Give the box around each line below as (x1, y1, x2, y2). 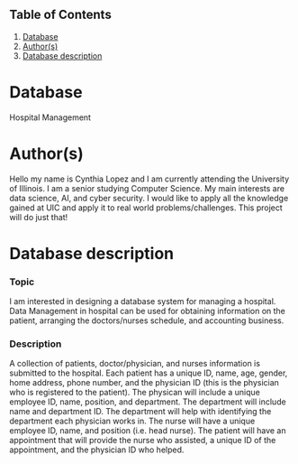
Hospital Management (9, 112, 92, 123)
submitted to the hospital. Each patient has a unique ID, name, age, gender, (9, 367, 288, 378)
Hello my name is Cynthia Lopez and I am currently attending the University (9, 173, 290, 184)
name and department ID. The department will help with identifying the (9, 406, 272, 417)
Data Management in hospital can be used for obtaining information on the (9, 306, 286, 317)
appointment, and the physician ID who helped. (9, 444, 185, 455)
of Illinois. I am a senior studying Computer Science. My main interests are (9, 182, 285, 193)
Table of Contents (9, 7, 113, 23)
